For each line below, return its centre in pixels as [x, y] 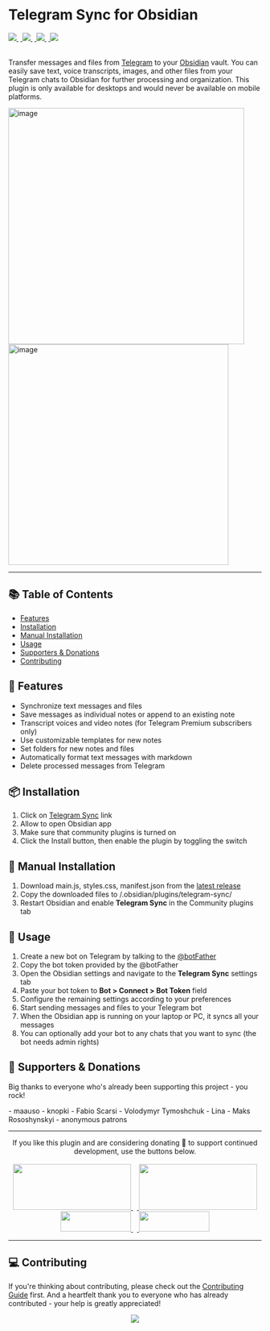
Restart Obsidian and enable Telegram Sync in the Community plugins [137, 903]
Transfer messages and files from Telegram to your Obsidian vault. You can [133, 62]
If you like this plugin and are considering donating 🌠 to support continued [135, 1142]
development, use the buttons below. [135, 1151]
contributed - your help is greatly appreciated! [85, 1303]
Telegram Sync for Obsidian [103, 15]
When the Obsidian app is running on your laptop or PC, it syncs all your [139, 1016]
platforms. [25, 96]
